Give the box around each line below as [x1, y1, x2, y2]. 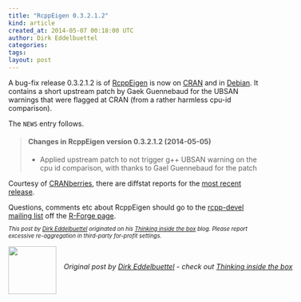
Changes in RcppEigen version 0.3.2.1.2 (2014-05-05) [27, 137, 212, 147]
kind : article [8, 19, 56, 27]
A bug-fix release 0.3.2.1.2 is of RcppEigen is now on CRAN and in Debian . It [8, 77, 259, 88]
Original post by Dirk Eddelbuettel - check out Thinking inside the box [63, 262, 293, 272]
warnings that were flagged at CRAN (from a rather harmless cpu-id [8, 95, 232, 104]
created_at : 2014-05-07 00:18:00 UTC [8, 26, 134, 34]
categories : [8, 41, 48, 49]
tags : [8, 49, 26, 57]
